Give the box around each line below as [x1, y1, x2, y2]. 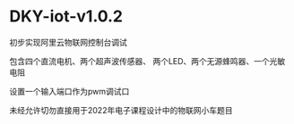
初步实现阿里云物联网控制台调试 [9, 37, 127, 47]
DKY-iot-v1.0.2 [9, 6, 124, 27]
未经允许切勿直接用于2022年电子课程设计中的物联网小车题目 [9, 104, 233, 115]
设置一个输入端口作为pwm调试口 [9, 86, 130, 96]
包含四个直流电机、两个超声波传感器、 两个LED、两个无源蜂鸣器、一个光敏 [9, 55, 286, 66]
